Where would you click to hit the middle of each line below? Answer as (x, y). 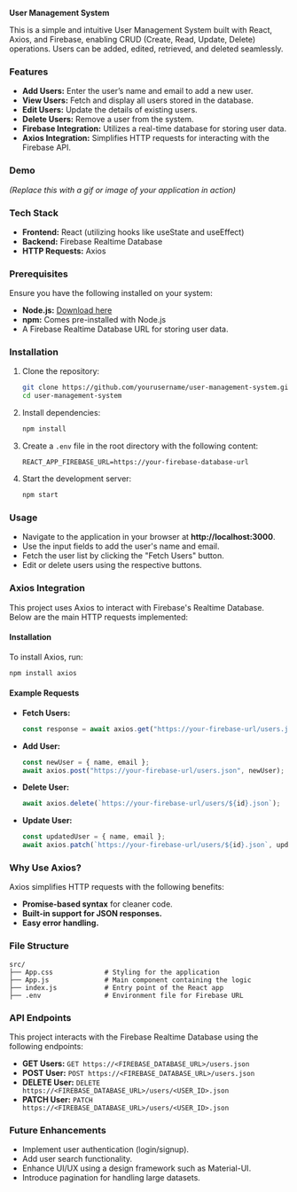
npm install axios (43, 673)
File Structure (39, 946)
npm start (40, 495)
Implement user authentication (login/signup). (105, 1149)
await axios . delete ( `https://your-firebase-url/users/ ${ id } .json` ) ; (151, 804)
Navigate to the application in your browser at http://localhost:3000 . (148, 537)
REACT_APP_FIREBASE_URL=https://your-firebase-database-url (135, 463)
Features (29, 72)
